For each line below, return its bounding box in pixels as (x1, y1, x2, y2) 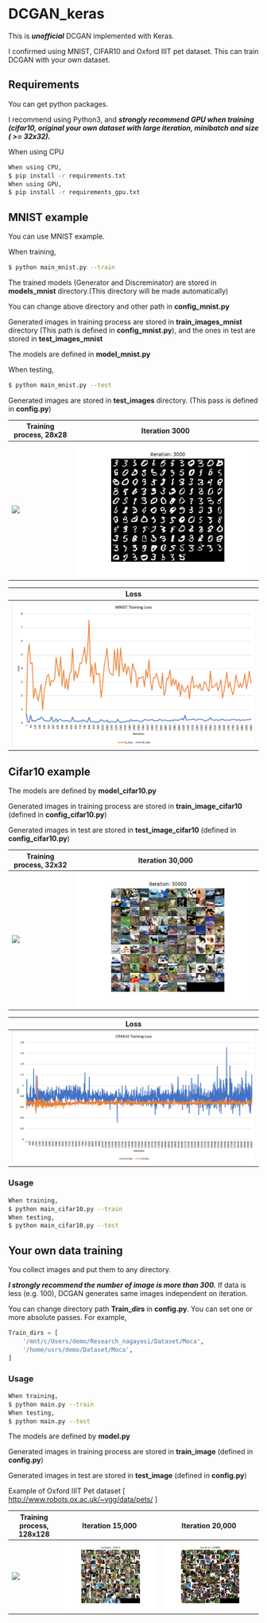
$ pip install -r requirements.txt (8, 172, 126, 180)
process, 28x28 (14, 430, 68, 440)
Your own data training (8, 1244, 123, 1257)
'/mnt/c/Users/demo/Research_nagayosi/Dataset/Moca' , (22, 1337, 204, 1345)
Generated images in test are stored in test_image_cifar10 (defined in (8, 825, 237, 835)
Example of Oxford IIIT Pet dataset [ (8, 1486, 126, 1496)
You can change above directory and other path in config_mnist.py (8, 302, 230, 311)
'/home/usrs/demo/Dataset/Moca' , (22, 1345, 133, 1353)
